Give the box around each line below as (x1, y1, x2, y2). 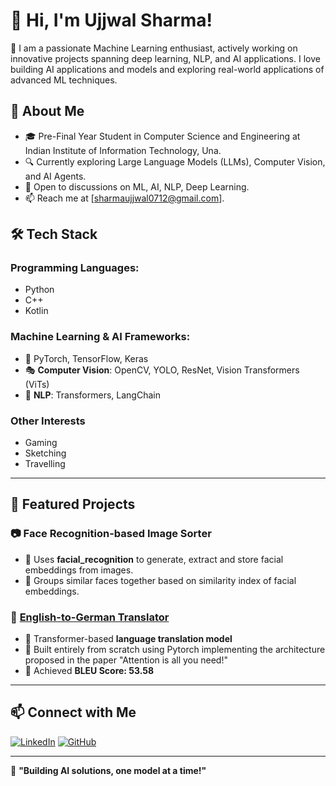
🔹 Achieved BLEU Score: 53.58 (24, 665, 155, 677)
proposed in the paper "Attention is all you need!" (24, 654, 228, 666)
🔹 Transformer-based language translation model (24, 633, 233, 645)
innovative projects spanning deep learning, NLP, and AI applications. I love (10, 52, 321, 64)
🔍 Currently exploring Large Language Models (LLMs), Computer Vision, (24, 155, 326, 168)
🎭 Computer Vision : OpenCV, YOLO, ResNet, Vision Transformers (24, 364, 300, 376)
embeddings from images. (24, 564, 134, 576)
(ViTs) (24, 378, 50, 390)
